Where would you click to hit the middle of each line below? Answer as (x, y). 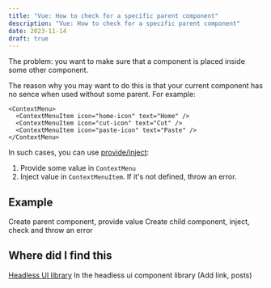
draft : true (28, 38)
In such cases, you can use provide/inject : (79, 152)
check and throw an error (51, 231)
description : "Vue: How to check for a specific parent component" (125, 23)
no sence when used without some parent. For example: (102, 95)
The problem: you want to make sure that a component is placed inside (127, 61)
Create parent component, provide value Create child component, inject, (129, 222)
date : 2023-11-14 (38, 31)
